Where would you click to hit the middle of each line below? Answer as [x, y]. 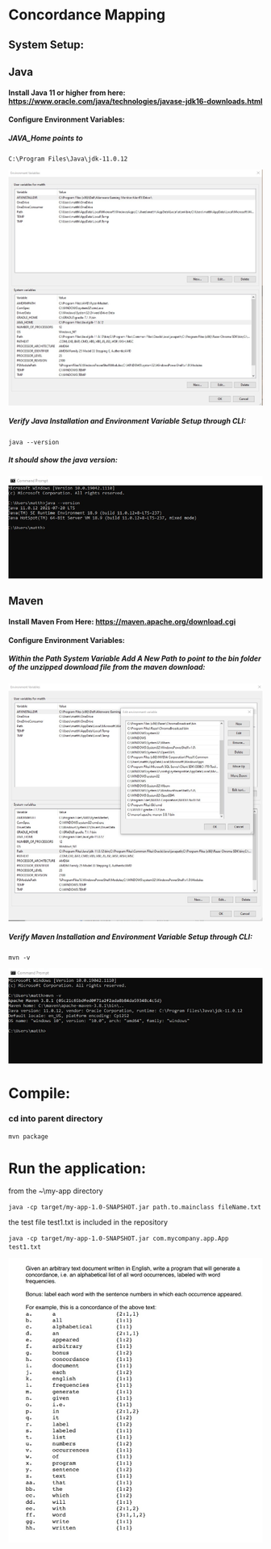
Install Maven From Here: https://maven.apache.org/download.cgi [122, 622]
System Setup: [46, 45]
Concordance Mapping [87, 15]
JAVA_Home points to [46, 138]
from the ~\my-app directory [56, 1191]
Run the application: [77, 1169]
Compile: [40, 1093]
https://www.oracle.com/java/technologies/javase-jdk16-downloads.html [135, 101]
